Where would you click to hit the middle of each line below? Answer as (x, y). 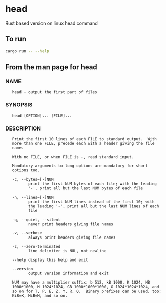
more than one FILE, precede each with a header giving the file (83, 143)
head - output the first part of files (55, 92)
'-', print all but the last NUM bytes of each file (86, 188)
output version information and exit (68, 273)
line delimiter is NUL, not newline (67, 251)
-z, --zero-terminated (36, 246)
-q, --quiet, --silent (36, 220)
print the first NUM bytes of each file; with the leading (92, 184)
